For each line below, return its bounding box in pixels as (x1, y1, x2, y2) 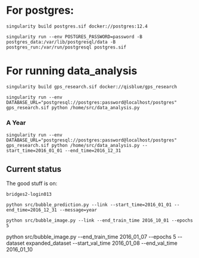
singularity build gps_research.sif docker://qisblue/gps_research (6, 84, 178, 90)
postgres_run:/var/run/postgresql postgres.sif (6, 44, 127, 50)
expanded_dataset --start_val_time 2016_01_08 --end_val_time (26, 239, 178, 247)
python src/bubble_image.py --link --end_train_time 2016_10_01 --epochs (6, 217, 194, 223)
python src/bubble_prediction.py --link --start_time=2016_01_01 (6, 201, 172, 208)
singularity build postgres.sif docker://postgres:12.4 (6, 23, 148, 29)
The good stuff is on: (6, 180, 58, 187)
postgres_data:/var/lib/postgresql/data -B (6, 39, 116, 45)
